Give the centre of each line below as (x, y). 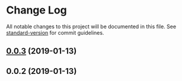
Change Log (36, 10)
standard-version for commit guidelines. (55, 32)
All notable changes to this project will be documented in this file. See (91, 26)
